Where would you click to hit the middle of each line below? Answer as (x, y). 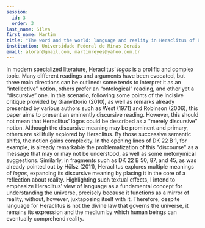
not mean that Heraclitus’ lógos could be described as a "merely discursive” (102, 121)
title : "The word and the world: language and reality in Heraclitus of (101, 40)
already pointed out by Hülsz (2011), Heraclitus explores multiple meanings (100, 166)
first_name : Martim (31, 35)
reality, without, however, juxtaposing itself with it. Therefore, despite (93, 199)
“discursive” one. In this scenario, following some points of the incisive (95, 95)
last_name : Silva (28, 29)
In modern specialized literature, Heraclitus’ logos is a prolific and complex (100, 69)
